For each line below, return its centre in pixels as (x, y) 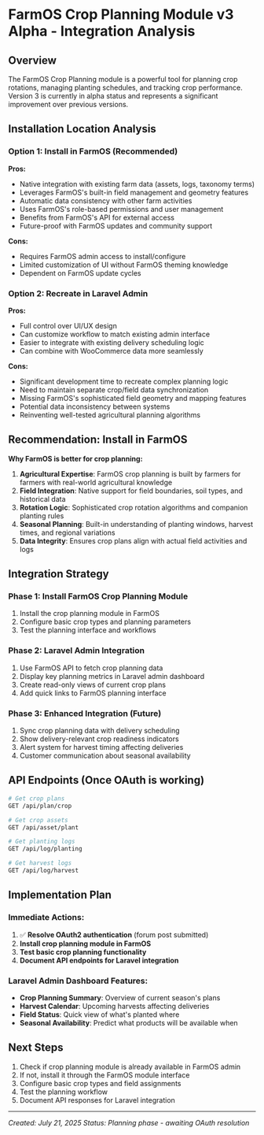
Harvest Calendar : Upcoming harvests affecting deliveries (114, 1006)
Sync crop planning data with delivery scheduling (99, 731)
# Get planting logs (42, 842)
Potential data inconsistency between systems (95, 406)
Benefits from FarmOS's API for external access (97, 217)
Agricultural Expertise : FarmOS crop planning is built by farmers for (130, 473)
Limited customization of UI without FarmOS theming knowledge (124, 265)
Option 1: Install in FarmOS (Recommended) (93, 151)
